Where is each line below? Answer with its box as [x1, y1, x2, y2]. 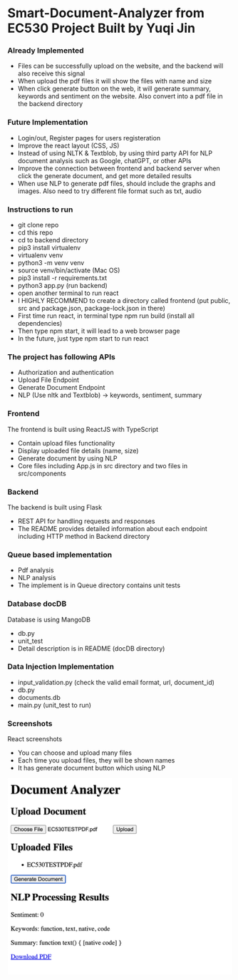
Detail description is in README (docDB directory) [17, 644, 165, 653]
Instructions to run [7, 205, 73, 215]
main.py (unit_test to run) [17, 701, 91, 709]
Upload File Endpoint [17, 376, 80, 384]
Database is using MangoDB [7, 615, 91, 624]
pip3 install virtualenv [17, 244, 81, 252]
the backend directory [17, 100, 83, 108]
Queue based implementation [7, 550, 113, 559]
